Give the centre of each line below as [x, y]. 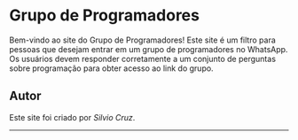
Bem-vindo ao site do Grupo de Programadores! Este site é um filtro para [143, 40]
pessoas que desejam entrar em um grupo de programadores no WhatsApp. [149, 49]
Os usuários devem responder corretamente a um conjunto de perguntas [143, 58]
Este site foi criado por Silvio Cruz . [72, 117]
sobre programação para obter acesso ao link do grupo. [112, 68]
